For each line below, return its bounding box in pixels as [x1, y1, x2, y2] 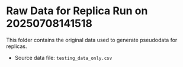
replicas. [6, 43, 27, 50]
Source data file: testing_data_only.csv [14, 54, 113, 61]
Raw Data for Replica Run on [6, 4, 148, 18]
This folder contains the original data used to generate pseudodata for [6, 36, 178, 43]
